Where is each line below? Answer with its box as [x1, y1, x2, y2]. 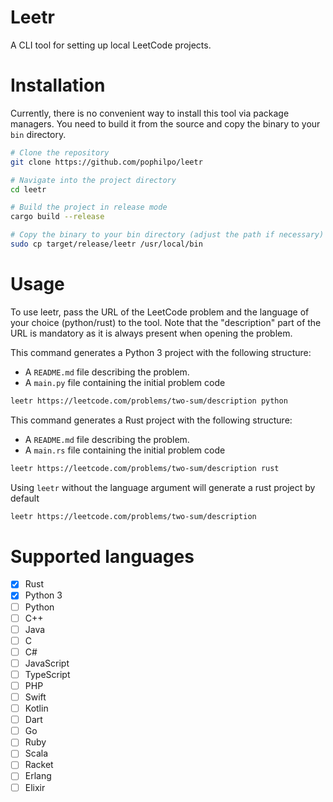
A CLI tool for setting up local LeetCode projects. [10, 39, 212, 51]
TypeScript [24, 668, 71, 680]
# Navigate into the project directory [10, 175, 177, 185]
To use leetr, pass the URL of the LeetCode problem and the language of [10, 306, 310, 318]
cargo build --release [10, 212, 105, 222]
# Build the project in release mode [10, 202, 168, 213]
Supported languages [10, 545, 195, 568]
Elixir [24, 781, 46, 793]
